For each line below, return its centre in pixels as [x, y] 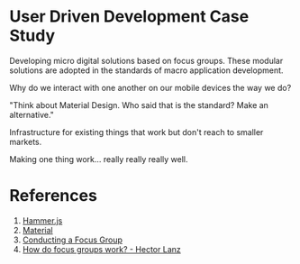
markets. [26, 141]
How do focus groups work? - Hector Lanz [102, 249]
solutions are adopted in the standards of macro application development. [146, 70]
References [53, 196]
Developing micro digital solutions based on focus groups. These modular [146, 60]
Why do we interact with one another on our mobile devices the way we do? [150, 87]
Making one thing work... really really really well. [99, 159]
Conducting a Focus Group [73, 240]
